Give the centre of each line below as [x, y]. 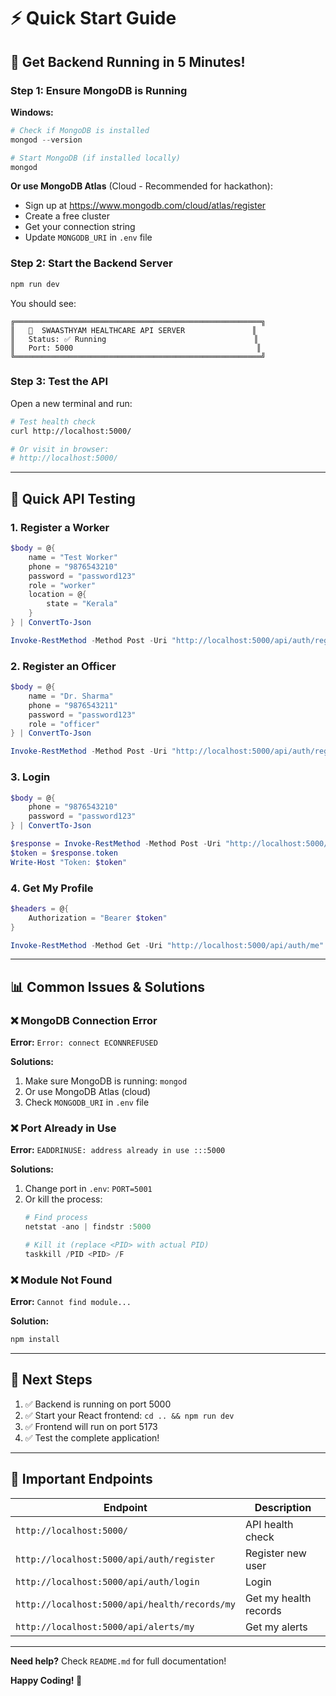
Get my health [278, 1598]
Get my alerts [276, 1627]
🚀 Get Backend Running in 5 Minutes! [128, 61]
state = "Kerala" [82, 604]
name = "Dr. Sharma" [71, 696]
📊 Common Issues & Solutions [108, 986]
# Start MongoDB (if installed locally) [96, 158]
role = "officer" [64, 724]
